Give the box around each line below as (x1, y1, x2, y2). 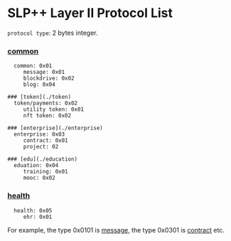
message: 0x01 (23, 69, 65, 76)
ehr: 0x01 (23, 213, 53, 220)
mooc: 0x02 (23, 174, 55, 182)
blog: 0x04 (23, 81, 55, 88)
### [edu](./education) (7, 156, 78, 163)
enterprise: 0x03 (14, 131, 65, 138)
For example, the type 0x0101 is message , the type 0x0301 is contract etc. (7, 225, 225, 234)
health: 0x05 (14, 207, 53, 214)
